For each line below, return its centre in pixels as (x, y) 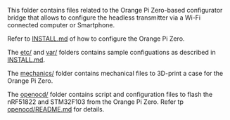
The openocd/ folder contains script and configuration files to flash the (110, 94)
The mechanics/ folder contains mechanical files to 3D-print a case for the (115, 73)
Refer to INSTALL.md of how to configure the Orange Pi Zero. (96, 39)
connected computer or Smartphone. (61, 25)
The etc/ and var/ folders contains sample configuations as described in (111, 52)
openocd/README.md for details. (56, 109)
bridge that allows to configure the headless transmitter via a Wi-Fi (104, 18)
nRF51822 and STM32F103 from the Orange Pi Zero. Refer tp (96, 102)
